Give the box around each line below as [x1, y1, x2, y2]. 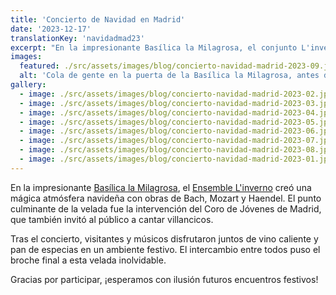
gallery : [10, 80, 47, 90]
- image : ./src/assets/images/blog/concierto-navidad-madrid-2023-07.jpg [19, 136, 333, 146]
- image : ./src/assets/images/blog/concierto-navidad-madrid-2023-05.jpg [19, 117, 333, 127]
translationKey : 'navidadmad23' [10, 33, 145, 43]
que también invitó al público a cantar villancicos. [10, 213, 214, 225]
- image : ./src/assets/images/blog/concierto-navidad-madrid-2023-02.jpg [19, 89, 333, 99]
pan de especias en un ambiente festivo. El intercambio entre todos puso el [10, 243, 321, 255]
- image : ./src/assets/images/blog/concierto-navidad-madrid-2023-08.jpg [19, 145, 333, 155]
